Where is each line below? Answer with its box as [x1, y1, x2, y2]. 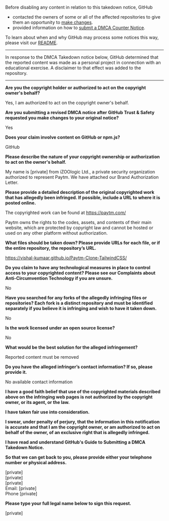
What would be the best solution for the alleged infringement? [5, 344, 138, 350]
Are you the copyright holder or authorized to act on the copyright [5, 85, 146, 90]
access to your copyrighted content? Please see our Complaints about [5, 270, 156, 276]
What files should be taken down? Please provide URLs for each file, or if [5, 240, 160, 246]
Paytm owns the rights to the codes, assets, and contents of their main [5, 220, 152, 225]
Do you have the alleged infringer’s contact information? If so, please [5, 364, 153, 370]
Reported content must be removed [5, 354, 79, 360]
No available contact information [5, 379, 73, 385]
